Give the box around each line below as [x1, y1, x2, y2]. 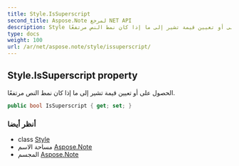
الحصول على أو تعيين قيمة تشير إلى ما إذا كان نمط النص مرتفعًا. [7, 88, 176, 96]
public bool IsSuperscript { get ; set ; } [7, 102, 132, 109]
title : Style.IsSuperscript [7, 10, 91, 18]
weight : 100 [7, 37, 43, 44]
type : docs [7, 30, 40, 38]
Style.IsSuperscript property [7, 70, 138, 82]
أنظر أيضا [7, 118, 36, 128]
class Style [17, 135, 51, 143]
